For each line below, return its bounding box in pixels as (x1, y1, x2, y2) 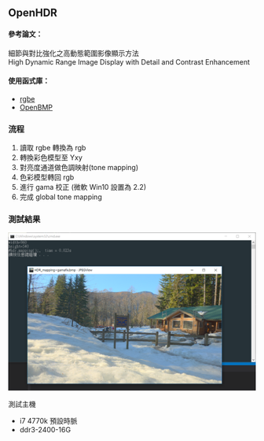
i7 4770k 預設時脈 (19, 416, 78, 425)
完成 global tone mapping (19, 192, 102, 202)
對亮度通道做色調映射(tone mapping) (19, 163, 139, 172)
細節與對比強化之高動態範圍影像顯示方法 (8, 48, 139, 57)
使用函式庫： (8, 76, 49, 86)
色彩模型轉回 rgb (19, 172, 75, 182)
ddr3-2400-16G (19, 424, 71, 434)
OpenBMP (19, 102, 53, 112)
